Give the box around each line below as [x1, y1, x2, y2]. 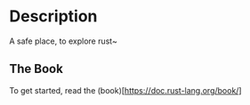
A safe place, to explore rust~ [9, 36, 117, 46]
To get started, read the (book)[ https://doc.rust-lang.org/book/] [9, 85, 242, 95]
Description [9, 6, 98, 27]
